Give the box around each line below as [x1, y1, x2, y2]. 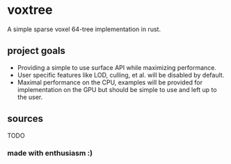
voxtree [7, 2, 53, 18]
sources [7, 113, 44, 125]
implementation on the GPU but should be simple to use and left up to [17, 85, 217, 93]
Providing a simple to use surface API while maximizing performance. [17, 63, 217, 71]
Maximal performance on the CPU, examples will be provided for [17, 78, 203, 86]
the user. [17, 93, 43, 101]
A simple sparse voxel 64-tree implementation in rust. [7, 25, 161, 33]
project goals [7, 45, 66, 57]
